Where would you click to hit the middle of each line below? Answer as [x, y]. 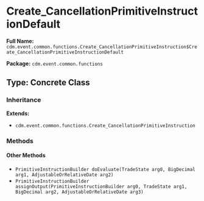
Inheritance [24, 100]
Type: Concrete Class [48, 83]
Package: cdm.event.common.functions [55, 63]
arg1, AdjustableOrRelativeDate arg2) [64, 175]
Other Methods [26, 155]
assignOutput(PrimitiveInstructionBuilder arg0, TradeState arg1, [101, 186]
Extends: [18, 113]
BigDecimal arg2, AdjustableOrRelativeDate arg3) [79, 192]
